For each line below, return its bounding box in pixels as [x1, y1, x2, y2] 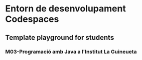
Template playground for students [5, 33, 114, 42]
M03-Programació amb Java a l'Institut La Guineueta [5, 48, 137, 55]
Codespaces [5, 13, 59, 25]
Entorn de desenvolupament [5, 3, 126, 14]
